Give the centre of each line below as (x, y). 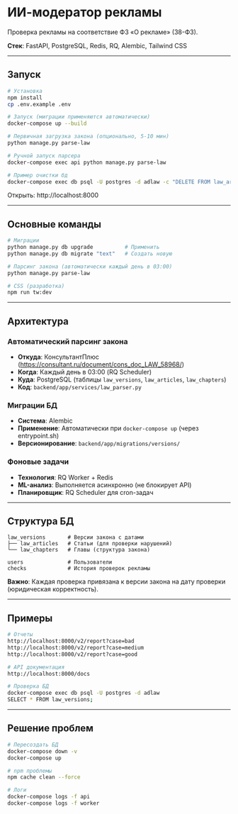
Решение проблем (51, 729)
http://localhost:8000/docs (49, 674)
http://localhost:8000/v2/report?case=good (73, 654)
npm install (25, 97)
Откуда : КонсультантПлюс (58, 357)
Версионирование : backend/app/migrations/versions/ (99, 443)
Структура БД (41, 521)
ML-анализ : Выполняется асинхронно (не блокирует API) (104, 485)
